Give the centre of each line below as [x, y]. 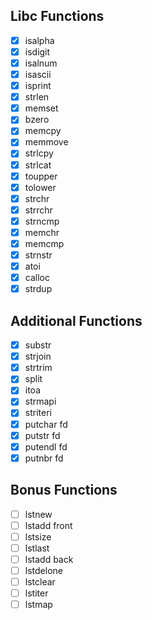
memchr [42, 232]
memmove [46, 142]
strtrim [38, 368]
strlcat [38, 165]
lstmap [38, 605]
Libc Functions [57, 16]
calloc [37, 278]
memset [41, 108]
